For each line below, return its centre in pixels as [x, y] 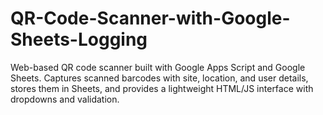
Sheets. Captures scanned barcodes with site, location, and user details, [159, 78]
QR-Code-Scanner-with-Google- [150, 18]
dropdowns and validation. [65, 99]
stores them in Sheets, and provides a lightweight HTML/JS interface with [162, 88]
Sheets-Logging [79, 39]
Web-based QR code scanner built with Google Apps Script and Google [158, 67]
